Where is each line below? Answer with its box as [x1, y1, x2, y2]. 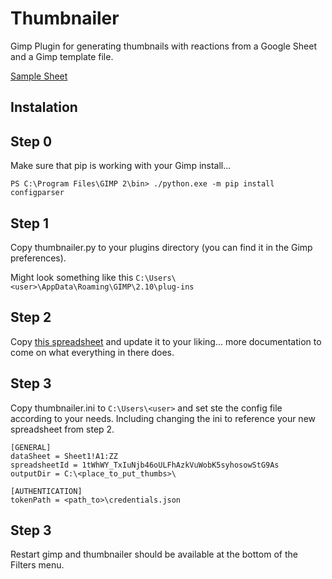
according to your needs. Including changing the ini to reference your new [10, 412, 317, 424]
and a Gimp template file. [10, 50, 114, 62]
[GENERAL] [10, 442, 52, 452]
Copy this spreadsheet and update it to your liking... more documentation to [10, 335, 322, 347]
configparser [10, 188, 65, 198]
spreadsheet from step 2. [10, 423, 115, 435]
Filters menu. [10, 559, 65, 571]
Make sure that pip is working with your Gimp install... [10, 160, 232, 172]
